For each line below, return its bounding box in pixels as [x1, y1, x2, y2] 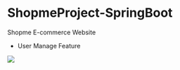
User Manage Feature [17, 41, 81, 50]
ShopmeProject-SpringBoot [7, 5, 173, 21]
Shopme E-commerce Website [7, 28, 96, 36]
